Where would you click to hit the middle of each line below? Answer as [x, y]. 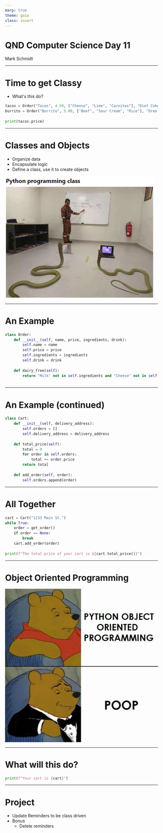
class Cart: [17, 419]
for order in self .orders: [50, 454]
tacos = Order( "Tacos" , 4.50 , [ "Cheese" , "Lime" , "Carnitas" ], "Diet [77, 106]
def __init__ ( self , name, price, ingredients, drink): [70, 340]
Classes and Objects [47, 145]
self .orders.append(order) [50, 480]
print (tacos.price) [25, 121]
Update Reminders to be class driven [49, 816]
